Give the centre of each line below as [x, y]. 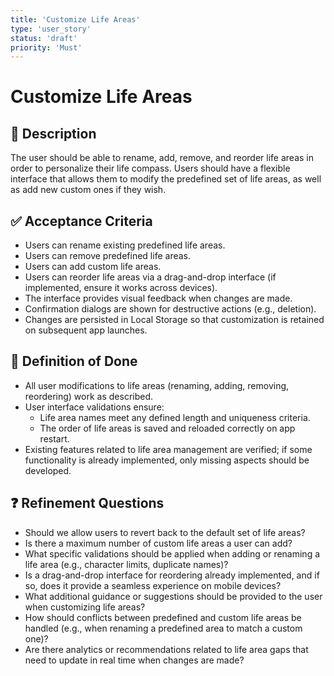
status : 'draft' [44, 38]
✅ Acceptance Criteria [81, 221]
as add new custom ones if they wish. [88, 190]
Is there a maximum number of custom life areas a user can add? [158, 543]
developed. [48, 470]
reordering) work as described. [89, 396]
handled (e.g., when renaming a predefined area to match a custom [163, 628]
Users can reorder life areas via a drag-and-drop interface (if [150, 277]
